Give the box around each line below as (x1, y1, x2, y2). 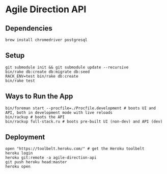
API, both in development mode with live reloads (5, 110, 113, 115)
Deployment (5, 133, 45, 141)
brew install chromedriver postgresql (5, 37, 88, 42)
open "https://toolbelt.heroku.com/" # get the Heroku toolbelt (5, 146, 145, 152)
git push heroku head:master (5, 160, 67, 165)
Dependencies (5, 24, 52, 33)
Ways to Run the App (5, 92, 73, 101)
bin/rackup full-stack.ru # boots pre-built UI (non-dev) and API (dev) (5, 119, 163, 124)
